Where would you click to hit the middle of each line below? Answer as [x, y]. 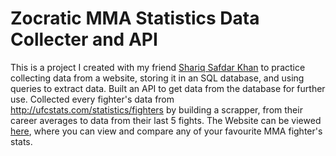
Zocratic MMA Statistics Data [135, 18]
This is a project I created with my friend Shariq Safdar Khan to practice [158, 67]
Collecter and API [84, 39]
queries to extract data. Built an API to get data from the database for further [168, 88]
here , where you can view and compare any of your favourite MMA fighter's [166, 131]
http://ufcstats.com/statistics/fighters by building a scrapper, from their [156, 109]
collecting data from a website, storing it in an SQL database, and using [157, 78]
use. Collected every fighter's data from [92, 99]
